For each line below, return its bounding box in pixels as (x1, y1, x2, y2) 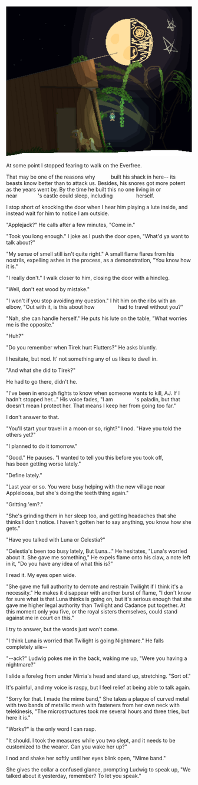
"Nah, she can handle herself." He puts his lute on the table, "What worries (6, 315, 187, 322)
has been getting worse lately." (6, 460, 81, 467)
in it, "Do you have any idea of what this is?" (6, 560, 113, 567)
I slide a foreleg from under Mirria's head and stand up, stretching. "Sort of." (6, 672, 192, 680)
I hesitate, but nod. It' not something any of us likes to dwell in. (6, 355, 158, 362)
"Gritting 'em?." (6, 500, 44, 507)
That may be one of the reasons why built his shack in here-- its (6, 173, 176, 180)
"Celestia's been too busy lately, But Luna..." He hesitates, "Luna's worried (6, 547, 187, 555)
